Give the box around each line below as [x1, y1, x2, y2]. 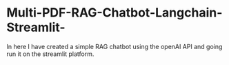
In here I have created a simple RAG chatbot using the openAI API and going [6, 42, 223, 50]
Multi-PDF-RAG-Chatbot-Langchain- [6, 5, 223, 21]
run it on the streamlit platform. [6, 50, 94, 58]
